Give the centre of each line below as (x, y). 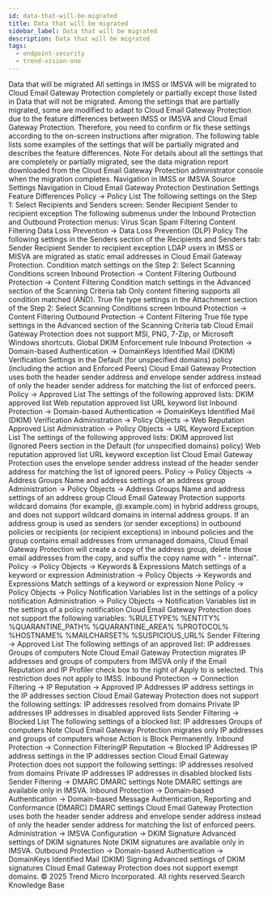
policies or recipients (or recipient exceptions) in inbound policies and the (131, 532)
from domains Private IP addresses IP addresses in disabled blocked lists (130, 773)
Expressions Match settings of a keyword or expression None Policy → (126, 584)
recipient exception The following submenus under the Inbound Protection (132, 213)
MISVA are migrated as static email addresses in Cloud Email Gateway (125, 256)
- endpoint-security (50, 53)
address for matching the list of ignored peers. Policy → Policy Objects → (130, 472)
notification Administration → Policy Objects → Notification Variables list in (132, 601)
